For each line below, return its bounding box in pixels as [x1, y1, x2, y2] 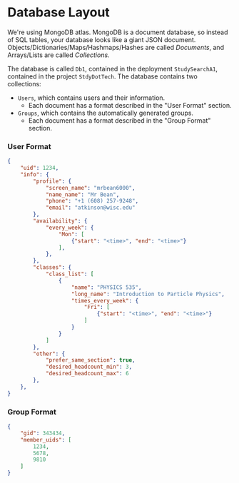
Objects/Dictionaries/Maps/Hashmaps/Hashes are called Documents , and [7, 43, 225, 51]
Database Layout [7, 4, 111, 21]
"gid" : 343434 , [20, 429, 66, 437]
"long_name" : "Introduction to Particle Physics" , [71, 290, 225, 298]
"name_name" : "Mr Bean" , [45, 190, 120, 198]
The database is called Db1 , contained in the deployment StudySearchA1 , [7, 64, 218, 73]
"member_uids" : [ [20, 436, 72, 443]
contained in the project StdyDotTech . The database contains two [7, 72, 198, 81]
